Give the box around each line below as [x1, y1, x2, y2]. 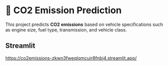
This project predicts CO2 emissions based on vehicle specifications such [5, 21, 163, 27]
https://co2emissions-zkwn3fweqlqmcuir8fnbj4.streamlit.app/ [5, 55, 137, 61]
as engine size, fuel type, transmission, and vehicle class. [5, 26, 127, 32]
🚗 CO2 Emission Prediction [5, 5, 122, 16]
